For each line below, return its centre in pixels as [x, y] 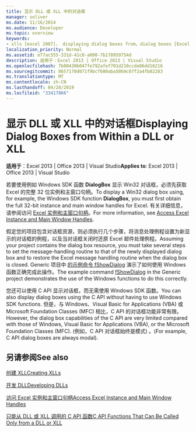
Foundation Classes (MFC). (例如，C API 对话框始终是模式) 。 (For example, [97, 331]
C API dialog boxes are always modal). [52, 337]
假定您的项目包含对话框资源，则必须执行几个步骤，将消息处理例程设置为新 [95, 231]
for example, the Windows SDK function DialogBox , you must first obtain [94, 198]
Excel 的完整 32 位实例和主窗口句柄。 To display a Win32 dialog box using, [95, 192]
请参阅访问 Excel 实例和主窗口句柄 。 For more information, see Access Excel [97, 212]
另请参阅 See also [37, 357]
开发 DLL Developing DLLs [37, 385]
